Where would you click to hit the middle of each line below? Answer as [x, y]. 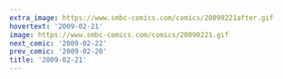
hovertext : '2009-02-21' [56, 26]
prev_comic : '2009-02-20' [58, 52]
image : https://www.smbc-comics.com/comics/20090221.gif [119, 35]
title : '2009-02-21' [49, 60]
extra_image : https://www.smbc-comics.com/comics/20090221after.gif [141, 18]
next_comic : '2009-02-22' [58, 43]
